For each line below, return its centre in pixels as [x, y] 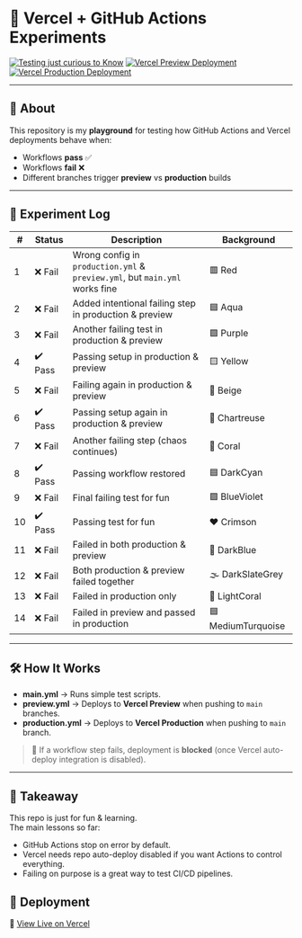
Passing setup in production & [136, 357]
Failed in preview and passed [134, 612]
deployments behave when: [61, 139]
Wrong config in [107, 255]
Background [249, 239]
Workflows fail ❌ [53, 167]
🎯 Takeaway [44, 796]
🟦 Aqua [226, 308]
